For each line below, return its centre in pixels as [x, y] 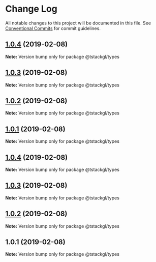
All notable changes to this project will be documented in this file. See [78, 23]
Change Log [31, 9]
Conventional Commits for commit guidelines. [53, 28]
